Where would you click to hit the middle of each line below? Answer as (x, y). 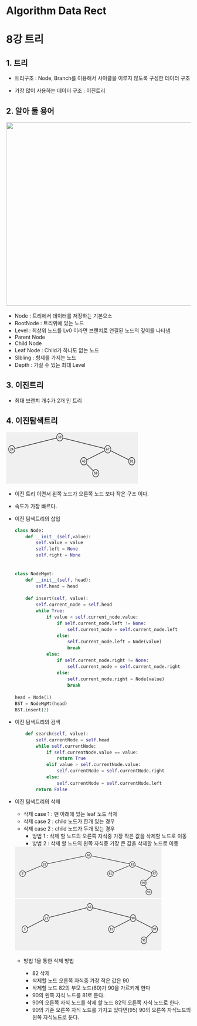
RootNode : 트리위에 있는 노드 (49, 323)
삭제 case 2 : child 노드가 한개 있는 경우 (69, 821)
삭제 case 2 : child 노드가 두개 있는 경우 (69, 828)
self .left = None (57, 549)
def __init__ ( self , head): (58, 580)
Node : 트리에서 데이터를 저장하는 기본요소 (63, 316)
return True (71, 758)
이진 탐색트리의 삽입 (37, 518)
